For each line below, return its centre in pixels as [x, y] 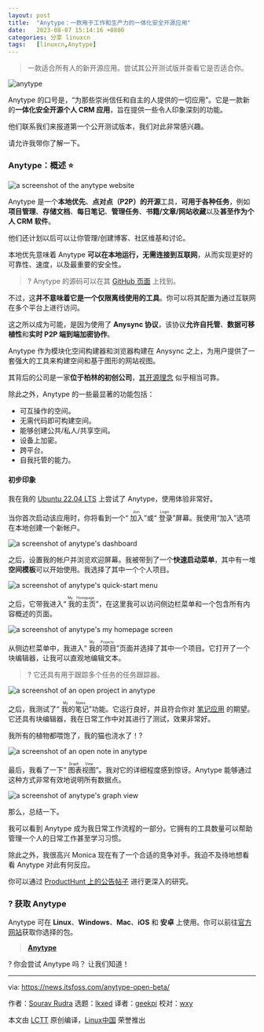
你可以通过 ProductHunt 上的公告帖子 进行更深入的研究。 [101, 881]
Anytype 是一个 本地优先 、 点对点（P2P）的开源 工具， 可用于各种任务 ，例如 [129, 202]
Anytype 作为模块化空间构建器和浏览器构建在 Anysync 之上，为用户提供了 [128, 351]
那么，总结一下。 [36, 811]
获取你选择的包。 [49, 931]
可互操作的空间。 [47, 411]
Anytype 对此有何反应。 [56, 865]
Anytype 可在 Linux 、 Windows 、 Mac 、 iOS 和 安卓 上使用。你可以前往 [123, 922]
